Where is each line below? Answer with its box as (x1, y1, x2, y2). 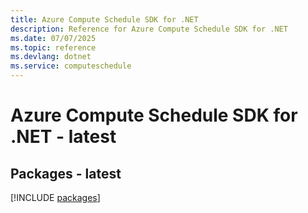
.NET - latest (10, 126, 117, 148)
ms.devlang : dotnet (10, 52, 92, 62)
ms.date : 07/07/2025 (10, 33, 97, 43)
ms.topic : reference (10, 42, 97, 53)
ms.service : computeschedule (10, 61, 132, 71)
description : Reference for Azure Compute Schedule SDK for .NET (10, 24, 288, 34)
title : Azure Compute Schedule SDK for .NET (10, 14, 199, 25)
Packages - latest (10, 165, 122, 182)
